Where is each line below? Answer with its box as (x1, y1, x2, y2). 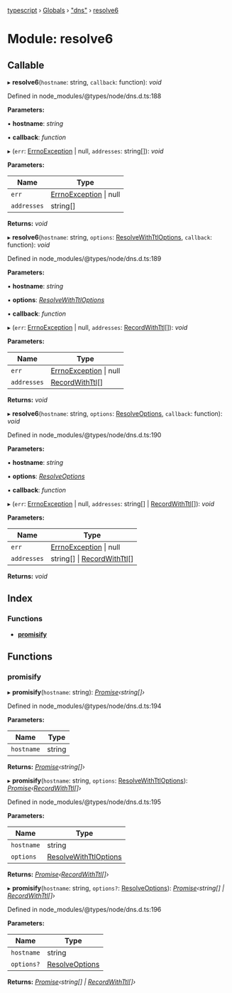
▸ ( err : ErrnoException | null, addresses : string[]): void (7, 147, 164, 155)
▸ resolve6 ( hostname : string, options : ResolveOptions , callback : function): (7, 409, 223, 418)
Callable (7, 59, 45, 71)
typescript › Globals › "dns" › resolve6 (7, 6, 119, 14)
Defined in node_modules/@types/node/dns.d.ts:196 (7, 906, 162, 914)
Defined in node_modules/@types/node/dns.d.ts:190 (7, 431, 162, 439)
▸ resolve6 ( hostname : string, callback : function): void (7, 78, 162, 86)
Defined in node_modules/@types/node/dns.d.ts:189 (7, 254, 162, 262)
